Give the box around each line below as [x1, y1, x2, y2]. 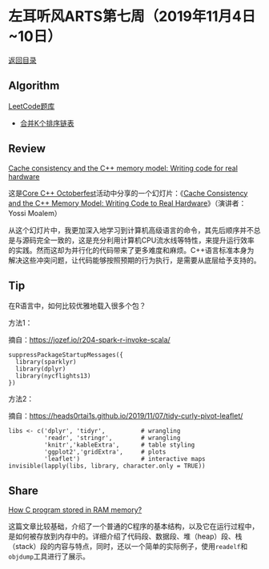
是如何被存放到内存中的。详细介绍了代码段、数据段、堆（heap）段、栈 [8, 531, 243, 541]
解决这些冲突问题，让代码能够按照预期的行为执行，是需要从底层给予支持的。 [8, 255, 261, 265]
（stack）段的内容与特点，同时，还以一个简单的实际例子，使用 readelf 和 [8, 542, 248, 551]
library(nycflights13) [15, 372, 91, 380]
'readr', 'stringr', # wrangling [43, 434, 181, 443]
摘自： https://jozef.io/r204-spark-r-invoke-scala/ [8, 335, 171, 345]
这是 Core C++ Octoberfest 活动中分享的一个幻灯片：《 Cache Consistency [8, 188, 248, 198]
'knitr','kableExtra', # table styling [43, 441, 195, 449]
